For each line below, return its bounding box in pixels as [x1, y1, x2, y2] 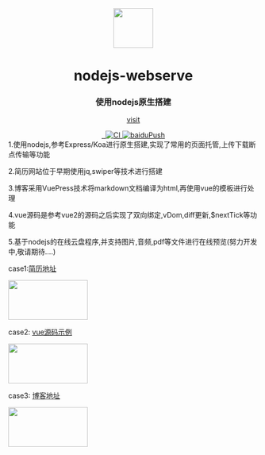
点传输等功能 [8, 150, 50, 160]
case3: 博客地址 [8, 391, 61, 400]
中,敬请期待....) [8, 247, 56, 256]
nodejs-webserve [73, 67, 194, 85]
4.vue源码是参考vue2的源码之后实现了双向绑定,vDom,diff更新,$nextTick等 [8, 210, 251, 220]
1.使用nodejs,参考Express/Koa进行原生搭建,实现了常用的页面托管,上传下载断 [8, 140, 256, 149]
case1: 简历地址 [8, 264, 57, 273]
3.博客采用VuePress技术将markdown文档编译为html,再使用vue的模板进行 [8, 183, 248, 193]
